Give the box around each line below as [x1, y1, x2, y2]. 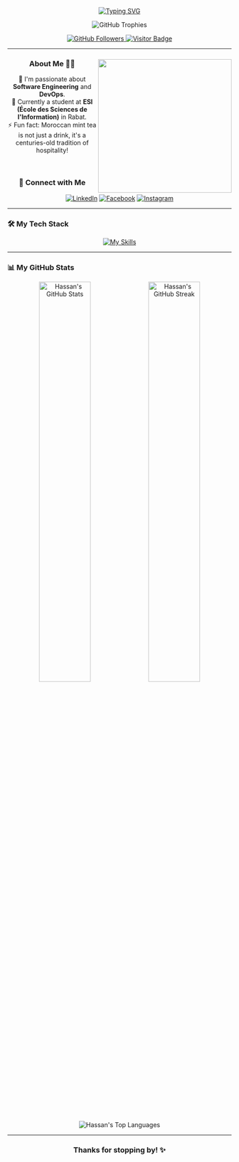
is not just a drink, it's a [18, 131, 87, 140]
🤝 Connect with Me [18, 178, 86, 188]
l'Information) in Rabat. [17, 112, 87, 121]
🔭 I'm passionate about [18, 75, 86, 83]
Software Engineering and [13, 83, 92, 91]
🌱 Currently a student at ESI [11, 98, 93, 106]
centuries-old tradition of [15, 139, 89, 147]
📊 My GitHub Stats [7, 262, 75, 272]
